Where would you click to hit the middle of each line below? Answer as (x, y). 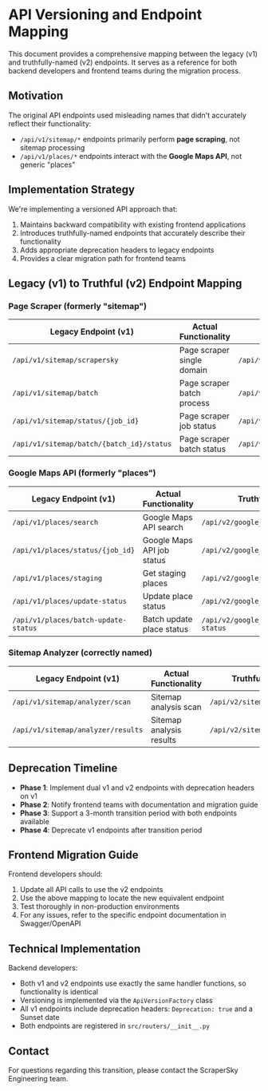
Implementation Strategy (72, 190)
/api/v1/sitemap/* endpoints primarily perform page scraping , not (130, 139)
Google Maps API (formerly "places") (83, 473)
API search (163, 527)
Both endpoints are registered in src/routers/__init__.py (114, 1026)
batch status (202, 449)
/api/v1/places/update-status (70, 601)
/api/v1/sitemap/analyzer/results (78, 730)
